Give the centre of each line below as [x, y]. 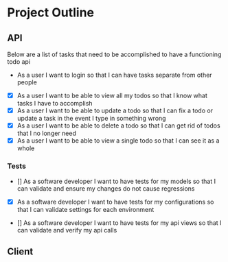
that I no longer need [47, 133]
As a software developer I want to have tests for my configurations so [115, 202]
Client [20, 251]
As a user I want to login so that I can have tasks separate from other [114, 75]
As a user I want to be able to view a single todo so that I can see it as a [118, 141]
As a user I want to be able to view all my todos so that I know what [112, 95]
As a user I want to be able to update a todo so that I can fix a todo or [115, 110]
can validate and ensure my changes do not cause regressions [106, 188]
